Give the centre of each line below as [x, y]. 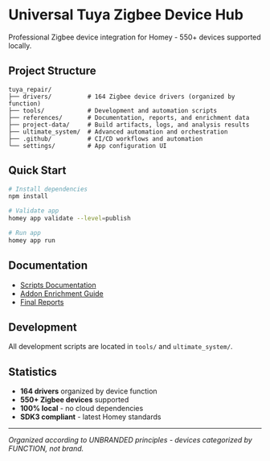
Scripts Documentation [58, 285]
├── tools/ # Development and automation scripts [113, 110]
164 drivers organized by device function [89, 391]
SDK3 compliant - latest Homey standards [90, 417]
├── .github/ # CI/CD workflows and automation [106, 138]
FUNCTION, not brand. [46, 449]
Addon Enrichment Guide [62, 293]
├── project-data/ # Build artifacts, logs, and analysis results [129, 125]
